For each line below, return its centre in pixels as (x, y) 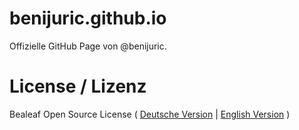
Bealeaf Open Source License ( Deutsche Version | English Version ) (150, 114)
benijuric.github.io (88, 18)
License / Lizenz (78, 86)
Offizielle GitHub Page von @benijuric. (88, 46)
